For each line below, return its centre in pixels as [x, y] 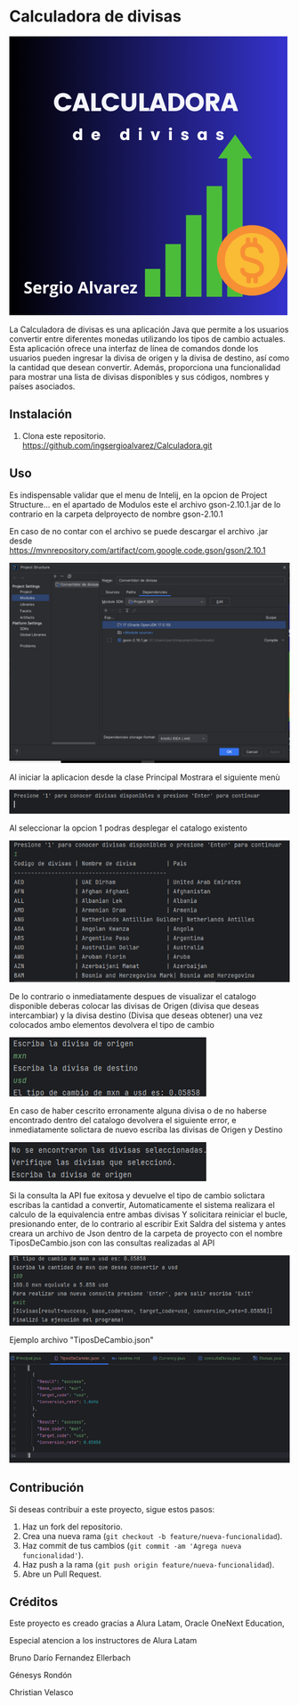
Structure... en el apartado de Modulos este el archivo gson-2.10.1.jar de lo [145, 504]
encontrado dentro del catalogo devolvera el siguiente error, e [123, 1120]
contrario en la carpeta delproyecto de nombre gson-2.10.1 [117, 514]
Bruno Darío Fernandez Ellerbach [70, 1658]
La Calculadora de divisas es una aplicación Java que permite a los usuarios [149, 329]
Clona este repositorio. [64, 435]
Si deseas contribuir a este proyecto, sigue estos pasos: [112, 1509]
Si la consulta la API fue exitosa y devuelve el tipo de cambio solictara [137, 1195]
